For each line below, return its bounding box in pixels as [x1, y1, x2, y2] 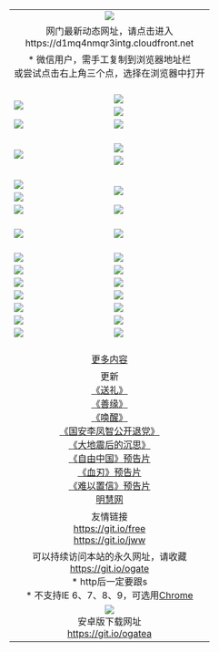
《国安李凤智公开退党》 [59, 424, 161, 437]
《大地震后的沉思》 [68, 438, 152, 450]
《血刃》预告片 [77, 465, 143, 478]
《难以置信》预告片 [68, 479, 152, 492]
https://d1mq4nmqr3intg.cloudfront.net [25, 36, 194, 49]
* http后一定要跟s [71, 574, 148, 587]
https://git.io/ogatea [66, 626, 153, 639]
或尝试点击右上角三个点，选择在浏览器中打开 [14, 67, 206, 79]
